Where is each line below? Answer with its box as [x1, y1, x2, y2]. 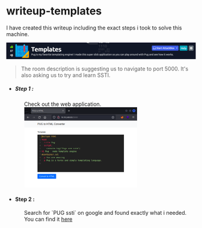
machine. [6, 30, 29, 37]
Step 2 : [14, 196, 35, 203]
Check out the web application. [23, 100, 102, 108]
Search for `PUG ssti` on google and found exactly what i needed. [23, 209, 187, 216]
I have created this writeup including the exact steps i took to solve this [6, 24, 182, 31]
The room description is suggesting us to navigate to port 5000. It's [20, 65, 189, 72]
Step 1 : [14, 85, 34, 93]
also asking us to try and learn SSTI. [20, 71, 111, 79]
